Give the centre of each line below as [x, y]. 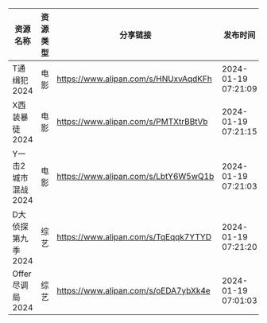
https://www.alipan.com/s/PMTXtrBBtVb [132, 121]
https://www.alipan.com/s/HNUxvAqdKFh [135, 79]
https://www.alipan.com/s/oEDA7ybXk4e [133, 291]
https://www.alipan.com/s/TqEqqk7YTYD [134, 237]
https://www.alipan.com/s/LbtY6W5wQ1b [135, 176]
